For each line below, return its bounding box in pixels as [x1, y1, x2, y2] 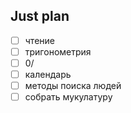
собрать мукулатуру [24, 91, 113, 103]
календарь [24, 69, 72, 80]
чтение [24, 34, 55, 46]
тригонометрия [24, 45, 92, 58]
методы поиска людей [24, 80, 122, 92]
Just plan [10, 8, 70, 25]
